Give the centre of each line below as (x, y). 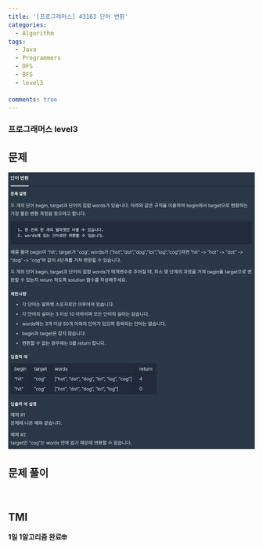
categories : (27, 25)
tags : (17, 42)
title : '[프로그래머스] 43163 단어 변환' (68, 16)
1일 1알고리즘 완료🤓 (38, 537)
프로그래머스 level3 (43, 130)
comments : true (33, 99)
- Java (26, 50)
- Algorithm (35, 33)
